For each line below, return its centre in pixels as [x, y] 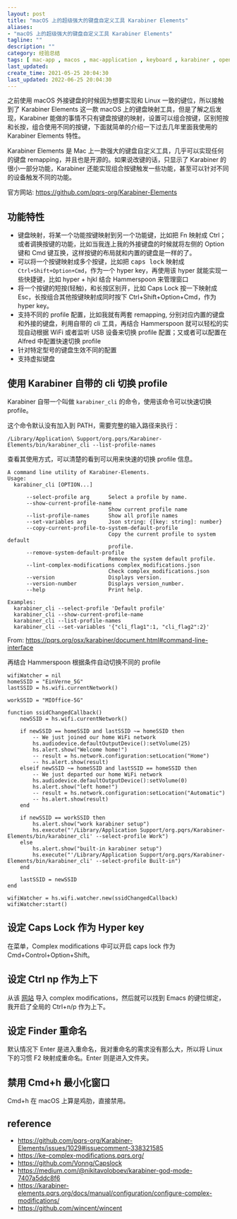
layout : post [26, 14]
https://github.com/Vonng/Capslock [69, 1163]
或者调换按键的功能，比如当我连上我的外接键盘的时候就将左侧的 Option [121, 244]
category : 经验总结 [34, 54]
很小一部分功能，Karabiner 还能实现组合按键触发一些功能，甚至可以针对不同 [118, 169]
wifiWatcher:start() [38, 905]
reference [29, 1123]
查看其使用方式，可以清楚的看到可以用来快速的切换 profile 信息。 [102, 459]
